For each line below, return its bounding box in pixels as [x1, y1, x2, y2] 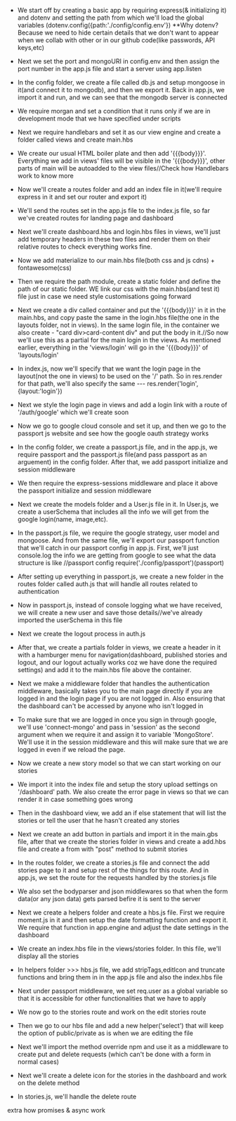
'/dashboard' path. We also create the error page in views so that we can [17, 788, 229, 795]
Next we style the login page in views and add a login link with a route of [17, 401, 228, 409]
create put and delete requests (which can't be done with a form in [17, 1050, 211, 1058]
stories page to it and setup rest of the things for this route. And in [17, 866, 209, 874]
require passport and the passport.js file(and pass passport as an [17, 450, 207, 459]
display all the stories [17, 952, 79, 960]
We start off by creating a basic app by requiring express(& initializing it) [17, 6, 227, 14]
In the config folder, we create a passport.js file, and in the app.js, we [17, 443, 218, 451]
